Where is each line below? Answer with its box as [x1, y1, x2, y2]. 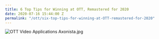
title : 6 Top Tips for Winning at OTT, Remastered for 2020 [5, 7, 129, 12]
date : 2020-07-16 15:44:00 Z [5, 11, 64, 16]
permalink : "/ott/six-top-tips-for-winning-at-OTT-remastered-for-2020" [5, 16, 155, 20]
